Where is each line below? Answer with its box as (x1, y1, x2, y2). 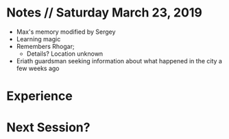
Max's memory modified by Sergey (16, 28, 116, 36)
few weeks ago (16, 64, 60, 72)
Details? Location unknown (26, 50, 104, 58)
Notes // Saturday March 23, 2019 (6, 5, 203, 21)
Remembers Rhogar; (16, 42, 75, 50)
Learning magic (16, 34, 61, 43)
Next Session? (6, 120, 91, 136)
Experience (6, 88, 73, 104)
